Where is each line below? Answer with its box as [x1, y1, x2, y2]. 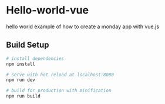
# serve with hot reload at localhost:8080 [6, 72, 115, 78]
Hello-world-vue [6, 4, 89, 17]
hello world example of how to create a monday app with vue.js [6, 23, 160, 30]
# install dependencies [6, 55, 65, 62]
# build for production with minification [6, 88, 112, 94]
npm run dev [6, 77, 35, 83]
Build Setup [6, 40, 49, 50]
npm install [6, 61, 35, 67]
